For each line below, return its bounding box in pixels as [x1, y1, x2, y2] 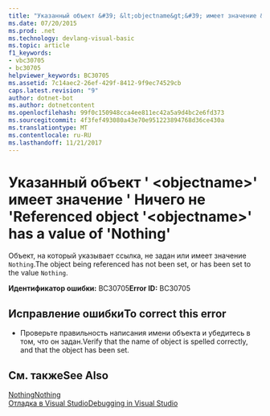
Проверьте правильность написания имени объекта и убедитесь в [19, 328, 251, 338]
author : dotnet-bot [8, 94, 74, 102]
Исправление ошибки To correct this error [8, 307, 227, 320]
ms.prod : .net [8, 27, 56, 35]
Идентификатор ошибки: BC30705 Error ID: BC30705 [8, 283, 191, 293]
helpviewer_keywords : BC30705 [8, 71, 110, 80]
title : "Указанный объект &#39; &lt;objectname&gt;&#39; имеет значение [8, 11, 257, 20]
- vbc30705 [8, 57, 45, 65]
